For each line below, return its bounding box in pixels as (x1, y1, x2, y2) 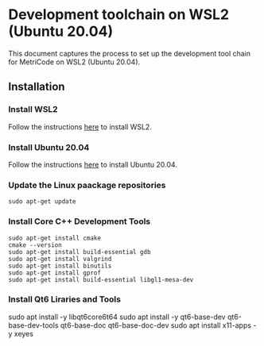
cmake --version (8, 240, 62, 249)
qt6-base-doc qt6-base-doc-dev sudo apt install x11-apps (60, 320, 252, 330)
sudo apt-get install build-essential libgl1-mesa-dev (8, 275, 194, 283)
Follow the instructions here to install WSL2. (8, 121, 153, 132)
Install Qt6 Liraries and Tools (8, 294, 122, 305)
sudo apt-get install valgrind (8, 255, 112, 263)
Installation (8, 80, 65, 94)
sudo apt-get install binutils (8, 262, 112, 270)
